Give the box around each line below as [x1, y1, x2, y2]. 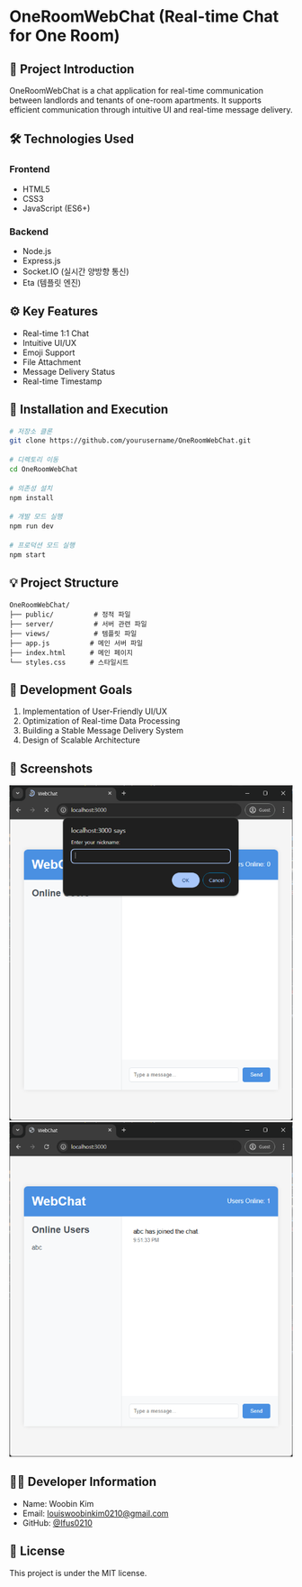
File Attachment [22, 356, 81, 367]
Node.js [22, 245, 52, 256]
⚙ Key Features [9, 304, 99, 319]
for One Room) [9, 25, 120, 46]
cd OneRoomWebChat [9, 465, 78, 474]
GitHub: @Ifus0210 [22, 1517, 93, 1528]
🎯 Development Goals [9, 682, 133, 698]
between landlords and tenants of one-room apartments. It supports [9, 95, 262, 105]
